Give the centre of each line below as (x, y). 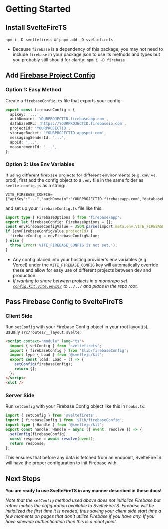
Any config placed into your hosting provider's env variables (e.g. (80, 259)
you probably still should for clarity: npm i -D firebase (69, 60)
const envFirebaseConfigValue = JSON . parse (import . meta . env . (71, 227)
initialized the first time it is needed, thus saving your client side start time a (83, 511)
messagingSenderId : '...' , (38, 137)
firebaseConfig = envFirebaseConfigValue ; (55, 236)
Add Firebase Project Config (50, 76)
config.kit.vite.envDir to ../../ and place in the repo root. (75, 286)
